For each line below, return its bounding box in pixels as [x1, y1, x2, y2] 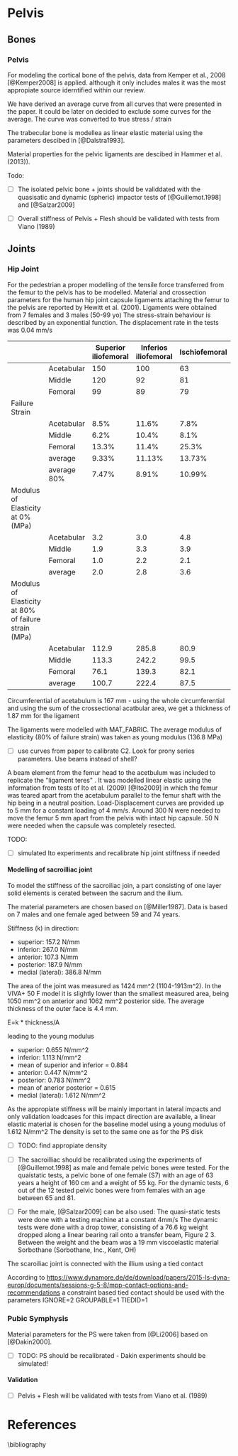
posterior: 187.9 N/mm [17, 960, 83, 969]
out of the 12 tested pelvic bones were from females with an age [17, 1186, 205, 1195]
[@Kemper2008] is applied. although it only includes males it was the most [7, 78, 227, 87]
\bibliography [7, 1440, 46, 1448]
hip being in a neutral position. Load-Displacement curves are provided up [7, 798, 225, 807]
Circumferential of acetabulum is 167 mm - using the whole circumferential [7, 696, 225, 705]
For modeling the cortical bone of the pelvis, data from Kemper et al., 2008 [7, 70, 226, 79]
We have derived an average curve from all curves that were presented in [7, 100, 222, 108]
